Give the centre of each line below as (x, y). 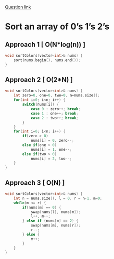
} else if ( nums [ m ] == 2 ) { (50, 221)
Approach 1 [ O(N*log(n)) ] (45, 44)
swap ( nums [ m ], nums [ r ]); (56, 226)
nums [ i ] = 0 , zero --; (52, 141)
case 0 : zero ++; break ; (56, 109)
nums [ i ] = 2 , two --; (51, 159)
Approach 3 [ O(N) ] (35, 183)
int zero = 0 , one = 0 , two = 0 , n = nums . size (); (57, 96)
